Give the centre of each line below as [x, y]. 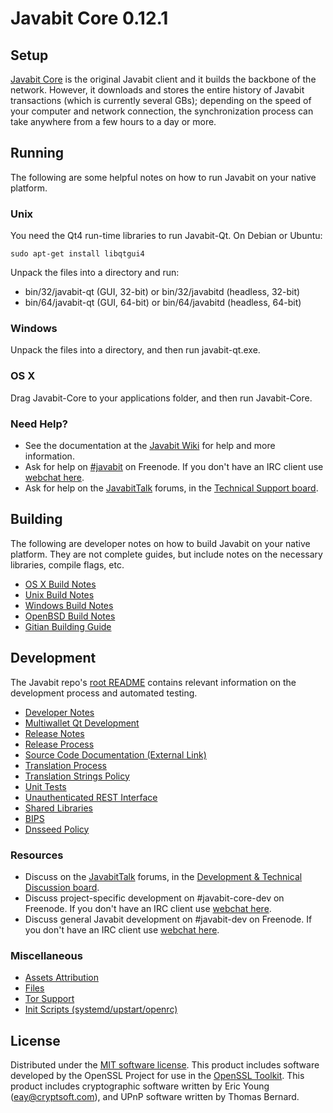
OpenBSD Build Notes [70, 616]
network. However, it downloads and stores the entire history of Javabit [157, 90]
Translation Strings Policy [77, 776]
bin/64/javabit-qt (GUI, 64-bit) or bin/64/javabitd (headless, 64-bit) [163, 303]
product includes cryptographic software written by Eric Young [140, 1086]
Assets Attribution [61, 978]
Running [37, 153]
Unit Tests [45, 786]
